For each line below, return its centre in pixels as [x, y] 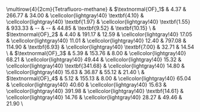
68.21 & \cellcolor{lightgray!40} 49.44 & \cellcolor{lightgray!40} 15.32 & [94, 60]
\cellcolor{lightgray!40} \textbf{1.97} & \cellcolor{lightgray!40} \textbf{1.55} [98, 22]
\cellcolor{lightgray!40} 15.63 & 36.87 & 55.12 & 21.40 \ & [76, 72]
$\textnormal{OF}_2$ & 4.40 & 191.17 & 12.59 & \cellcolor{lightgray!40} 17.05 [99, 34]
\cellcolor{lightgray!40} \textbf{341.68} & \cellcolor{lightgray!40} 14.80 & [96, 66]
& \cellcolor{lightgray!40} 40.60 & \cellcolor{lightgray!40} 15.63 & [87, 85]
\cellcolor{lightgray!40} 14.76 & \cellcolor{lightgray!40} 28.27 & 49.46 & [94, 97]
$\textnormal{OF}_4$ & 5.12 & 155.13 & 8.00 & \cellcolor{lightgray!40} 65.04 [99, 78]
